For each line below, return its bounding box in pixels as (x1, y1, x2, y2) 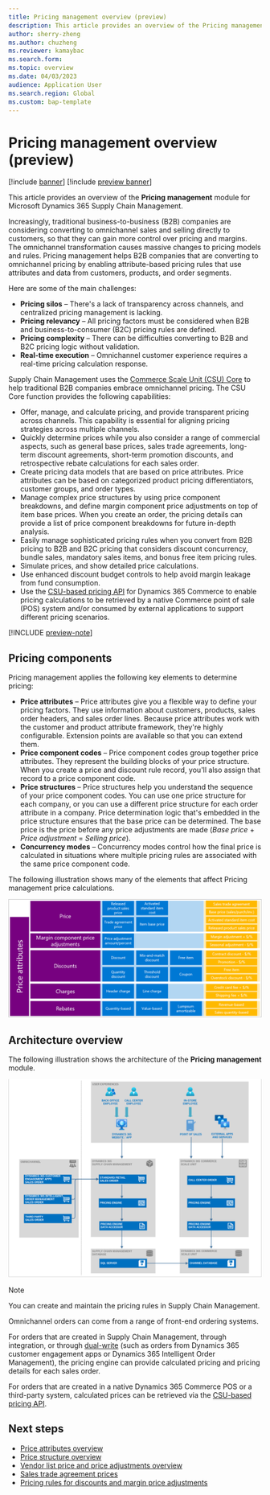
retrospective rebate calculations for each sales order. (19, 458, 199, 468)
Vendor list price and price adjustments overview (19, 1460, 183, 1470)
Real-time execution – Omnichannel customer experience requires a (19, 351, 247, 360)
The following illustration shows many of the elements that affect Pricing (8, 875, 247, 885)
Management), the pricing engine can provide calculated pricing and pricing (8, 1357, 260, 1367)
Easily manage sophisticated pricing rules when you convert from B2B (19, 536, 253, 545)
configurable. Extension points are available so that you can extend (19, 731, 243, 741)
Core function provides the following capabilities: (8, 392, 171, 401)
